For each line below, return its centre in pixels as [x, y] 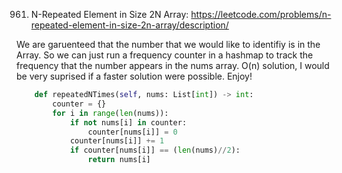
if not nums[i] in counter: [128, 122]
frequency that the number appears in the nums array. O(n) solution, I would [173, 65]
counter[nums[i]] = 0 [132, 132]
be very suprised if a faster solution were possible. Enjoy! [134, 76]
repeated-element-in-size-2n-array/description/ [129, 25]
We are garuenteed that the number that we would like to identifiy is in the [168, 44]
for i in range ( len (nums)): [110, 113]
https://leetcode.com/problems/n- [261, 14]
